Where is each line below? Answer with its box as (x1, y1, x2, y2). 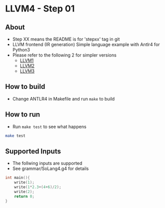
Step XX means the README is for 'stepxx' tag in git (12, 36, 120, 42)
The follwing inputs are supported (12, 160, 82, 166)
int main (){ (5, 175, 30, 180)
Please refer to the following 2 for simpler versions (12, 52, 116, 58)
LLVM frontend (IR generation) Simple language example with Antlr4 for (12, 41, 160, 47)
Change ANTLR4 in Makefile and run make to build (12, 95, 115, 101)
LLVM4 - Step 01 (5, 3, 75, 14)
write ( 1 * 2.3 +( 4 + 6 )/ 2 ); (14, 184, 61, 190)
